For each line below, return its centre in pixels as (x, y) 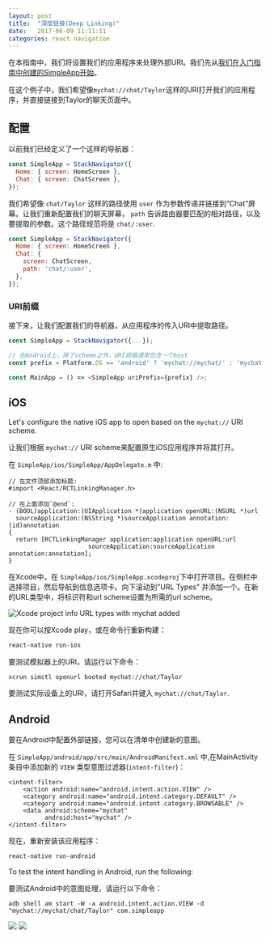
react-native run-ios (45, 645)
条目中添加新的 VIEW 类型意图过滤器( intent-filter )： (97, 766)
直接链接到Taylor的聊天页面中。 (82, 100)
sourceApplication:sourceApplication (152, 547)
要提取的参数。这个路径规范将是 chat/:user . (82, 223)
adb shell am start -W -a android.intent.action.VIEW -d (106, 903)
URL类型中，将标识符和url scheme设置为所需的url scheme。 (116, 597)
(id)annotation (34, 526)
